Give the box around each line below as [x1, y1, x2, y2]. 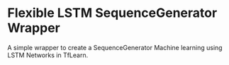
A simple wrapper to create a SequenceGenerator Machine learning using [7, 43, 223, 52]
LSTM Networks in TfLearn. [7, 51, 89, 59]
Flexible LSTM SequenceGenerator [7, 5, 218, 21]
